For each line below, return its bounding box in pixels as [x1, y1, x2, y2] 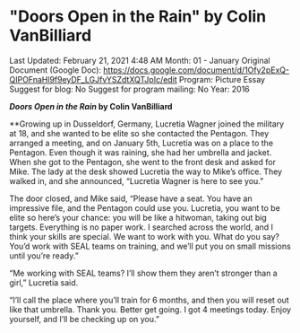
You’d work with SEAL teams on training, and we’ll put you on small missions [9, 241, 291, 251]
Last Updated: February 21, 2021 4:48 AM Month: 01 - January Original [9, 55, 270, 66]
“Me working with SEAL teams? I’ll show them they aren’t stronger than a [9, 267, 278, 278]
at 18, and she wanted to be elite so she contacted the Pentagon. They [9, 127, 270, 138]
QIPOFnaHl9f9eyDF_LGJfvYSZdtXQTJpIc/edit [9, 74, 177, 84]
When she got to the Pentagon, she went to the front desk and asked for [9, 156, 276, 167]
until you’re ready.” [9, 250, 79, 261]
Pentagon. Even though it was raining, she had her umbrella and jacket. [9, 146, 272, 158]
